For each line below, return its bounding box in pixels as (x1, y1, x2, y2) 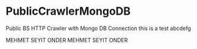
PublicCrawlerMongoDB (5, 4, 131, 18)
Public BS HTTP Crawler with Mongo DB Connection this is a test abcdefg (5, 24, 192, 32)
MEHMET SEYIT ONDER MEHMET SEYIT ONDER (5, 36, 128, 43)
